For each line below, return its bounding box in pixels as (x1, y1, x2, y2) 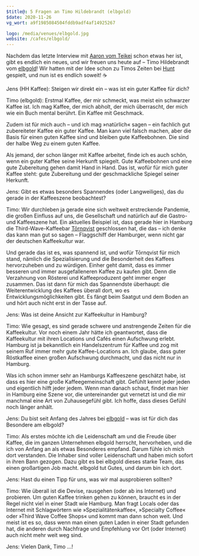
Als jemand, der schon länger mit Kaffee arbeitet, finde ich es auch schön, (6, 151, 188, 159)
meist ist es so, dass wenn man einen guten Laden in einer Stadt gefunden (6, 519, 189, 526)
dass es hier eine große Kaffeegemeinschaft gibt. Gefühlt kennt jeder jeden (6, 378, 191, 386)
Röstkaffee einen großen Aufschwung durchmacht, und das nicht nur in (6, 354, 181, 361)
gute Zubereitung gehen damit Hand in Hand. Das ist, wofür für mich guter (6, 164, 188, 171)
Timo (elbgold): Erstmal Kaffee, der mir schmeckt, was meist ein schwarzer (6, 97, 190, 104)
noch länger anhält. (6, 403, 53, 410)
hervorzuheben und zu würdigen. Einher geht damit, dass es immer (6, 262, 171, 269)
